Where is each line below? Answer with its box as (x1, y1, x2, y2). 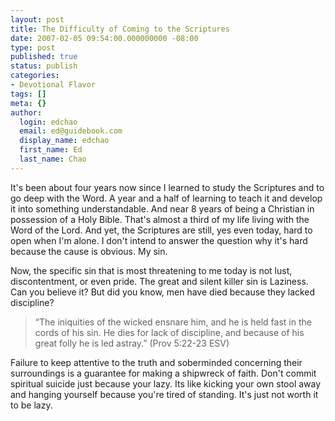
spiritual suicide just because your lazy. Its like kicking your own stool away (10, 377, 322, 390)
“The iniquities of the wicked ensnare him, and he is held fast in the (34, 316, 312, 328)
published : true (10, 52, 78, 62)
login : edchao (19, 117, 78, 127)
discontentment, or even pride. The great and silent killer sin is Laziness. (10, 275, 309, 287)
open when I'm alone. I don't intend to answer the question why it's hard (10, 234, 308, 246)
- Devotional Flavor (10, 80, 97, 90)
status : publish (10, 61, 78, 71)
